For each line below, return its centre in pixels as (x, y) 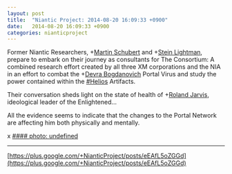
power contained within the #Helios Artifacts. (71, 81)
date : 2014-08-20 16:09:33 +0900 (58, 26)
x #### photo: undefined (42, 136)
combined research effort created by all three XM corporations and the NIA (114, 67)
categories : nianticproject (48, 33)
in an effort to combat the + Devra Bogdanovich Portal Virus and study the (112, 74)
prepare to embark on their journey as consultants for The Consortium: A (111, 60)
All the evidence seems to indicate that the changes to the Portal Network (112, 116)
